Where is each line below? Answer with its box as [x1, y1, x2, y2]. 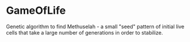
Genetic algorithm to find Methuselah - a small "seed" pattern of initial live [6, 23, 185, 30]
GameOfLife [6, 4, 66, 17]
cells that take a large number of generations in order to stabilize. [6, 29, 163, 36]
